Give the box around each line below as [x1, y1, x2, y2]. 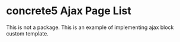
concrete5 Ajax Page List [6, 4, 131, 18]
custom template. [6, 30, 49, 37]
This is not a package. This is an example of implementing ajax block [6, 24, 174, 31]
